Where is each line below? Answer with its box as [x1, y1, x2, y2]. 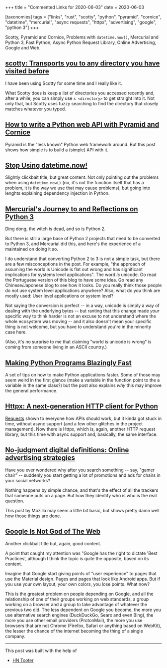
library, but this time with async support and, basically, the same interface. [5, 431, 158, 437]
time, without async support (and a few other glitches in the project [5, 420, 143, 426]
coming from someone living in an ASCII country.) [5, 344, 107, 350]
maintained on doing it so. [5, 246, 59, 252]
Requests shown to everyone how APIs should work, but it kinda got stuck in [5, 415, 162, 421]
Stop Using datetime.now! [5, 161, 88, 170]
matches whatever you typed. [5, 106, 66, 112]
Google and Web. [5, 45, 41, 50]
